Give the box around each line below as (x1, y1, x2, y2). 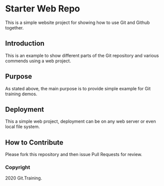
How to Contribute (5, 138, 64, 147)
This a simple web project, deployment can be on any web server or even (5, 118, 156, 125)
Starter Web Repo (5, 3, 80, 14)
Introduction (5, 39, 45, 48)
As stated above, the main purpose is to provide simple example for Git (5, 85, 151, 91)
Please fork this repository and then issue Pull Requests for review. (5, 152, 143, 158)
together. (5, 24, 24, 30)
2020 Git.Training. (5, 175, 42, 181)
